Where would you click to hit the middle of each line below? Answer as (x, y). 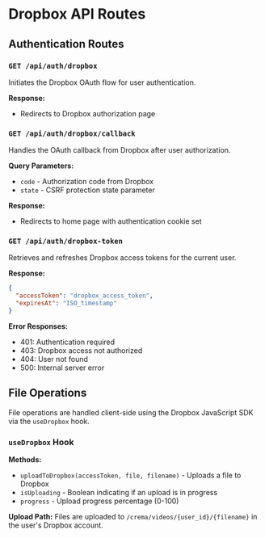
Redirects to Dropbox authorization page (88, 113)
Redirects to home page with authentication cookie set (111, 221)
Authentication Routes (66, 44)
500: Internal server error (62, 368)
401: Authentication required (67, 342)
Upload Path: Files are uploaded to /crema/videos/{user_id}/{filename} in (133, 517)
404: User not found (54, 359)
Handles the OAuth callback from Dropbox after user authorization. (120, 150)
